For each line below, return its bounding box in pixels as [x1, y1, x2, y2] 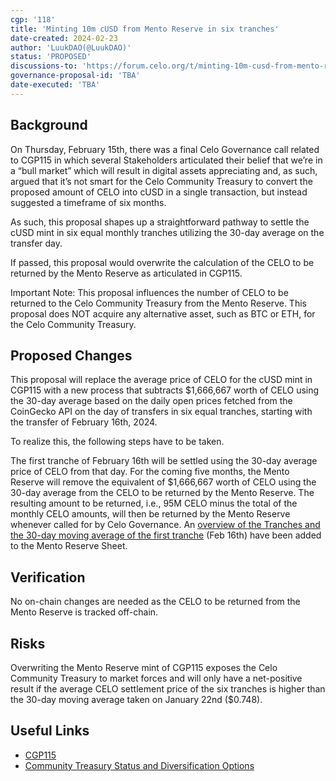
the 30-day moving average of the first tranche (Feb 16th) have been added [10, 529, 322, 541]
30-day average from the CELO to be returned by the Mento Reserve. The [10, 487, 315, 499]
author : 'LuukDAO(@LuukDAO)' [10, 42, 132, 53]
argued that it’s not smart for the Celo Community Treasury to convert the [10, 175, 313, 187]
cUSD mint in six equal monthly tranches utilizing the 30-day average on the [10, 226, 325, 238]
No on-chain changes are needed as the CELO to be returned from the [10, 596, 301, 608]
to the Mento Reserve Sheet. [10, 540, 128, 552]
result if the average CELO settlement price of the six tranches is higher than [10, 683, 326, 695]
